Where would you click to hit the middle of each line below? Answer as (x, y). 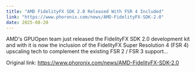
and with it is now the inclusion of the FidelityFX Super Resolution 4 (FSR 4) (97, 45)
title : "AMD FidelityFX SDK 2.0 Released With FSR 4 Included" (85, 11)
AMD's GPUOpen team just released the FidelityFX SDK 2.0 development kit (98, 39)
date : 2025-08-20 (27, 22)
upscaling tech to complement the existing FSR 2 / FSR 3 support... (87, 52)
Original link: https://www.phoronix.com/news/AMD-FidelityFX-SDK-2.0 (93, 63)
